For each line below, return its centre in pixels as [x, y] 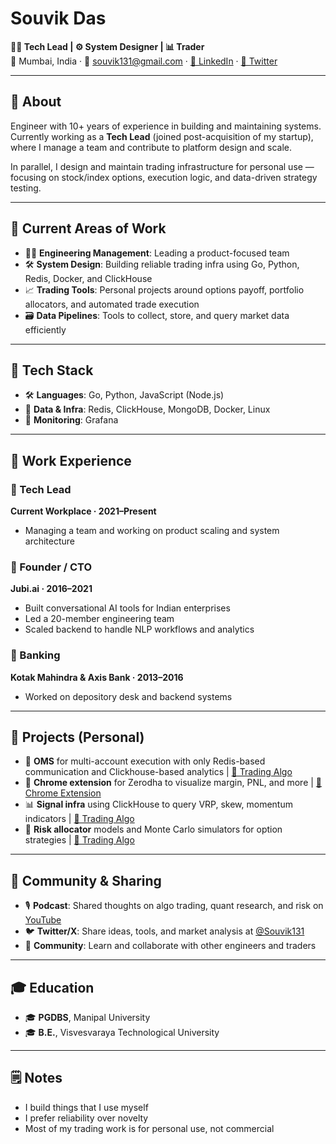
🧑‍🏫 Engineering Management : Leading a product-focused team [157, 253]
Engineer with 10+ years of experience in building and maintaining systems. [166, 126]
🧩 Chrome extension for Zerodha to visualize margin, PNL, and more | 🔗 [173, 783]
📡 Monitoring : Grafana [71, 420]
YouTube [43, 920]
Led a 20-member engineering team [99, 619]
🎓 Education [52, 987]
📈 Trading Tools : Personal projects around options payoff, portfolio [164, 289]
